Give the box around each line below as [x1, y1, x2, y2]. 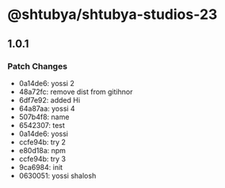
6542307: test [18, 120, 65, 130]
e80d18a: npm [18, 145, 67, 155]
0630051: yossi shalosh [18, 171, 97, 180]
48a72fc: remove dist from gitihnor [18, 87, 133, 96]
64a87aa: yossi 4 [18, 103, 76, 113]
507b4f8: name [18, 112, 70, 122]
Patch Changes [7, 61, 68, 72]
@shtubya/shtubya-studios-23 [7, 6, 218, 24]
